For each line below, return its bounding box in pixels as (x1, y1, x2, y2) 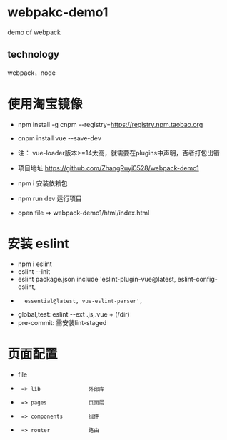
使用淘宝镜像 (7, 96, 84, 112)
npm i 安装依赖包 (17, 179, 68, 188)
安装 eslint (7, 235, 69, 252)
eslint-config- (177, 275, 218, 283)
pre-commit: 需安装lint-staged (17, 318, 107, 327)
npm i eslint (17, 260, 52, 268)
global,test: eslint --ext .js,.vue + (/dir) (17, 309, 130, 318)
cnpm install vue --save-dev (17, 133, 101, 143)
